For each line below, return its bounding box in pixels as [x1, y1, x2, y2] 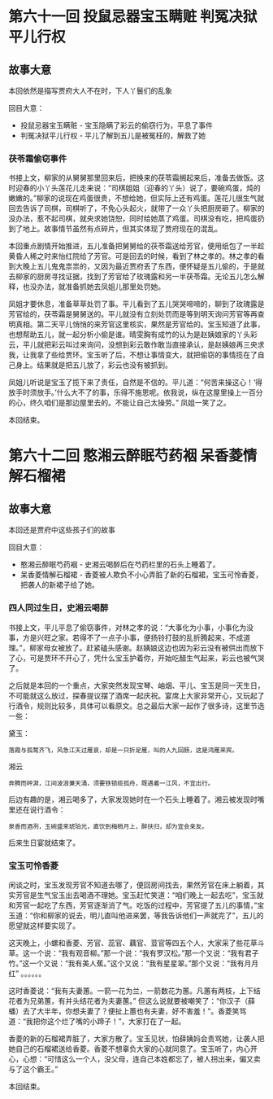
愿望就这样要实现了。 [8, 921, 80, 930]
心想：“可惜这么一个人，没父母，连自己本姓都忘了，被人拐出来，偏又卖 [22, 1053, 262, 1063]
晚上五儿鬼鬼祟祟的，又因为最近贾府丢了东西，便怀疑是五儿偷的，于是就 [22, 261, 265, 271]
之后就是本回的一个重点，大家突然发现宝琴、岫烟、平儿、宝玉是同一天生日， [8, 681, 265, 690]
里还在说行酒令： [8, 804, 66, 814]
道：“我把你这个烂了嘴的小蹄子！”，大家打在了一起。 [8, 1016, 186, 1026]
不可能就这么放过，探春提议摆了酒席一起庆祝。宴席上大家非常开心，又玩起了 [8, 690, 265, 700]
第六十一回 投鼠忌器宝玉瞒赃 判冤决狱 [8, 7, 258, 26]
